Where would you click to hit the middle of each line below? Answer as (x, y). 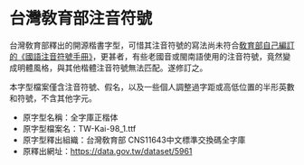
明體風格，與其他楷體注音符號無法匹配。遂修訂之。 (112, 68)
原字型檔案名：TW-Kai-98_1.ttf (79, 128)
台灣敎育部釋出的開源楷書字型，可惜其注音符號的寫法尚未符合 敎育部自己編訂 (152, 45)
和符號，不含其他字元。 (53, 98)
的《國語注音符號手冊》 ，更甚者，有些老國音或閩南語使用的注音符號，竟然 (146, 56)
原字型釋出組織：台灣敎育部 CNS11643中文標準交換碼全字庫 (134, 140)
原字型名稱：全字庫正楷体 (70, 117)
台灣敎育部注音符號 (81, 18)
